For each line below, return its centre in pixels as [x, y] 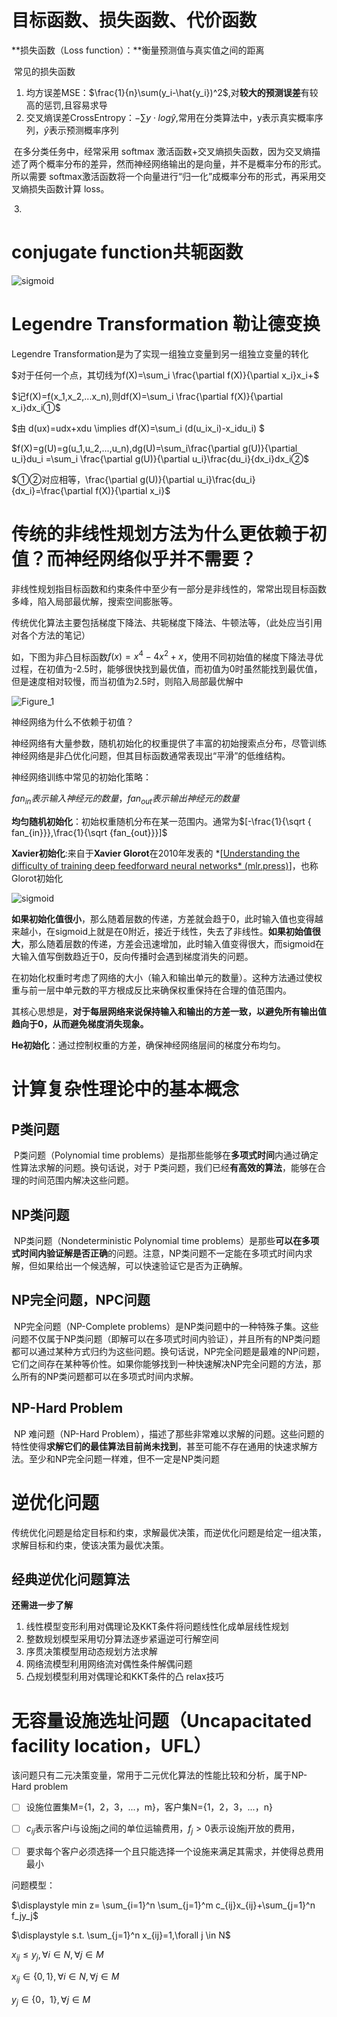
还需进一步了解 [42, 1605]
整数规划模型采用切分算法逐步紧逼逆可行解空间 [122, 1639]
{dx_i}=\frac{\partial [52, 490]
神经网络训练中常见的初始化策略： [81, 777]
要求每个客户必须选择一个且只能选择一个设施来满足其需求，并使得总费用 [174, 1852]
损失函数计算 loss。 [69, 188]
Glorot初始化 [37, 878]
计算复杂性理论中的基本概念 [125, 1089]
